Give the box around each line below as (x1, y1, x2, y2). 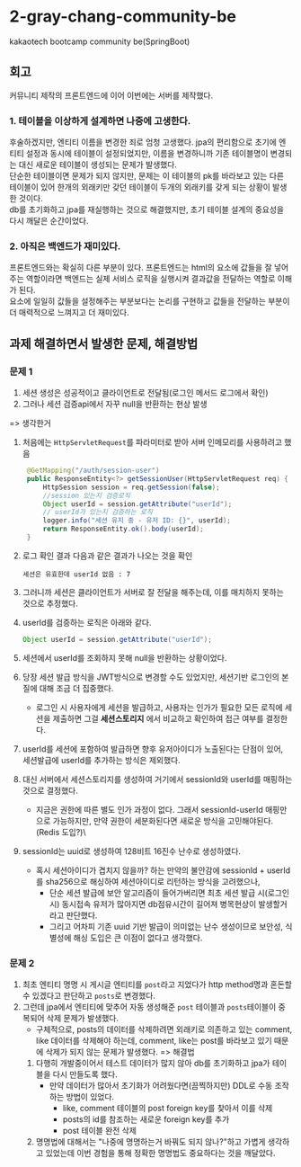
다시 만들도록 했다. (52, 1069, 119, 1080)
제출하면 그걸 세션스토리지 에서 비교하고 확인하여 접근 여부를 (52, 713, 264, 724)
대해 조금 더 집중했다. (39, 682, 114, 693)
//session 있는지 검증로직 (42, 491, 130, 500)
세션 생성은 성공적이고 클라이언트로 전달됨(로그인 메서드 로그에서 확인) (22, 388, 269, 398)
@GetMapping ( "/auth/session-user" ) (26, 466, 160, 476)
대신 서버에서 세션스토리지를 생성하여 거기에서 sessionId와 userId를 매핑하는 (22, 773, 293, 784)
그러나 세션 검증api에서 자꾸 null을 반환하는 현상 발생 (22, 398, 208, 410)
